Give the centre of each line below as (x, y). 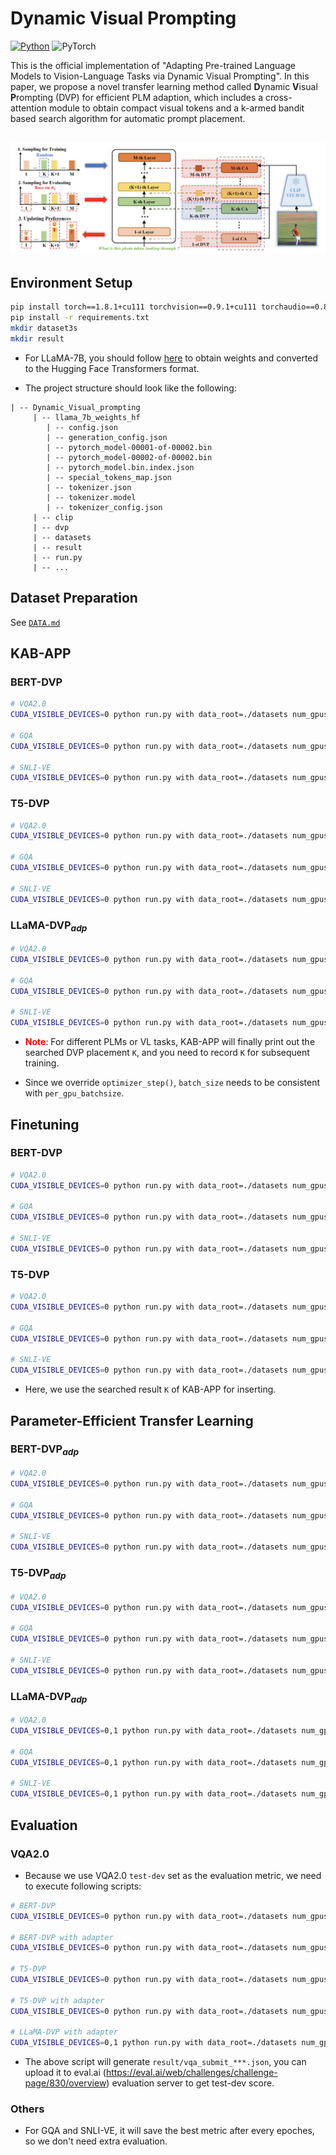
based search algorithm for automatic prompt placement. (128, 118)
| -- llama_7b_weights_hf (86, 417)
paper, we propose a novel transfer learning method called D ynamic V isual (164, 86)
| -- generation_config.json (107, 437)
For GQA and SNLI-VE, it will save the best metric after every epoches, (169, 2131)
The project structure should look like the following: (130, 388)
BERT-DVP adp (45, 1450)
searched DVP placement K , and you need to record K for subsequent (167, 1053)
